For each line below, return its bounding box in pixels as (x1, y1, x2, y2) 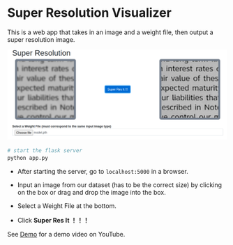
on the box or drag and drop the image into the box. (17, 188, 166, 196)
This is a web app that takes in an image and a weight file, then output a (7, 28, 214, 36)
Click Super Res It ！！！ (17, 216, 89, 224)
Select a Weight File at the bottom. (17, 201, 116, 210)
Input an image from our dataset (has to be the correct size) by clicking (17, 180, 222, 189)
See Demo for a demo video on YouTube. (7, 230, 126, 238)
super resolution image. (7, 35, 75, 43)
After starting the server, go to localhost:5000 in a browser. (17, 167, 188, 175)
